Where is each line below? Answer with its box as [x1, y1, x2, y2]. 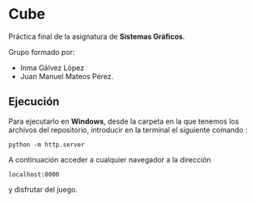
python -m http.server [8, 141, 85, 149]
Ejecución [8, 95, 60, 109]
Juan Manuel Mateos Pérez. [19, 71, 114, 81]
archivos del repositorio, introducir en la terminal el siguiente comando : [8, 124, 249, 134]
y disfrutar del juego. [8, 184, 79, 194]
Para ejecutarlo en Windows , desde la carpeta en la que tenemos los [8, 116, 240, 126]
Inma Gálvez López [19, 62, 85, 73]
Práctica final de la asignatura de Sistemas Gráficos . [8, 32, 185, 41]
